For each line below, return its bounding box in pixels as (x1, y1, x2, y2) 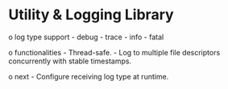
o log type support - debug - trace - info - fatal (8, 32, 164, 42)
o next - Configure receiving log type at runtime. (8, 71, 169, 81)
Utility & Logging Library (8, 6, 175, 24)
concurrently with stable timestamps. (8, 56, 131, 66)
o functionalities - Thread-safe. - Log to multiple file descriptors (8, 47, 221, 57)
